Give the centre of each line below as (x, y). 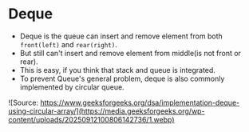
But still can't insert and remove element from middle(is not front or (130, 53)
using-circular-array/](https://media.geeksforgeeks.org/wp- (107, 111)
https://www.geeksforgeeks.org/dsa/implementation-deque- (140, 102)
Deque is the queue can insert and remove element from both (121, 36)
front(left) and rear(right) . (68, 44)
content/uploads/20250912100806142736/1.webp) (91, 119)
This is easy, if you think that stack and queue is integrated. (117, 70)
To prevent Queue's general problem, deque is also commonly (122, 78)
